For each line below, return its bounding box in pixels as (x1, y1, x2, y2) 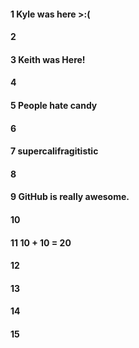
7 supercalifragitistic (10, 145, 99, 157)
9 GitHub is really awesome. (10, 191, 130, 203)
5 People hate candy (10, 99, 98, 111)
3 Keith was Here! (10, 53, 86, 65)
